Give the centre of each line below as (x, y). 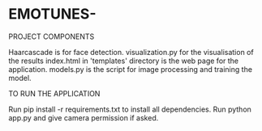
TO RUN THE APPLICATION (54, 93)
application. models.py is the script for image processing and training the (131, 69)
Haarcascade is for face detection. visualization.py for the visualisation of (131, 52)
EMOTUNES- (52, 14)
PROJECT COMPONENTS (52, 36)
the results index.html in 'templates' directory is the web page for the (124, 61)
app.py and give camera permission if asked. (84, 117)
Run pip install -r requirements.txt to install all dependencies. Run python (130, 109)
